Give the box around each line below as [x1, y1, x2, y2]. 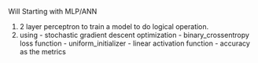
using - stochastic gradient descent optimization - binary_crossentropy [19, 31, 250, 39]
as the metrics [19, 47, 67, 56]
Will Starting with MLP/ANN [8, 7, 98, 16]
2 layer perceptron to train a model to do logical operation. [19, 22, 209, 31]
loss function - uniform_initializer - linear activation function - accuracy [19, 39, 250, 48]
